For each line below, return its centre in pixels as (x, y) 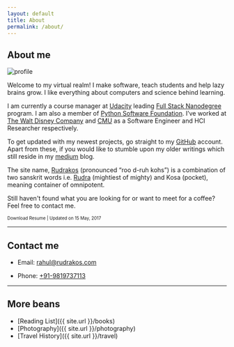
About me (29, 55)
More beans (34, 304)
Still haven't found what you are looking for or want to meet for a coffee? (111, 199)
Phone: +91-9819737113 (51, 276)
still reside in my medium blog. (51, 157)
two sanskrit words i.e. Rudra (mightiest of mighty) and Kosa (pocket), (108, 178)
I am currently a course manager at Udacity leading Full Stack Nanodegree (114, 106)
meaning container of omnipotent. (56, 185)
